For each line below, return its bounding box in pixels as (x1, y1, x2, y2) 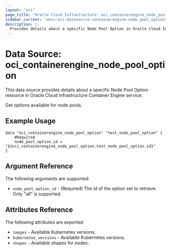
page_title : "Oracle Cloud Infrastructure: (5, 12, 99, 17)
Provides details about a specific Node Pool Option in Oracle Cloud (10, 26, 160, 32)
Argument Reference (5, 162, 73, 171)
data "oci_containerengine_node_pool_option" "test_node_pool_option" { (5, 130, 163, 135)
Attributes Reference (5, 206, 73, 214)
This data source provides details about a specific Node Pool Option (5, 87, 149, 93)
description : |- (5, 21, 40, 27)
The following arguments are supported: (5, 175, 90, 181)
